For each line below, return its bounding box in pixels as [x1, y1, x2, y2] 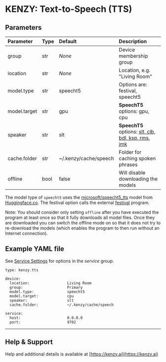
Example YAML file [5, 245, 64, 253]
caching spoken [119, 155, 156, 162]
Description [119, 38, 147, 45]
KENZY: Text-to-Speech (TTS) [5, 3, 132, 15]
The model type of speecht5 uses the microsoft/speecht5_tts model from [5, 195, 153, 200]
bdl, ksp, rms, [119, 135, 150, 141]
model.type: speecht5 [9, 289, 85, 294]
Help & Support [5, 338, 53, 346]
